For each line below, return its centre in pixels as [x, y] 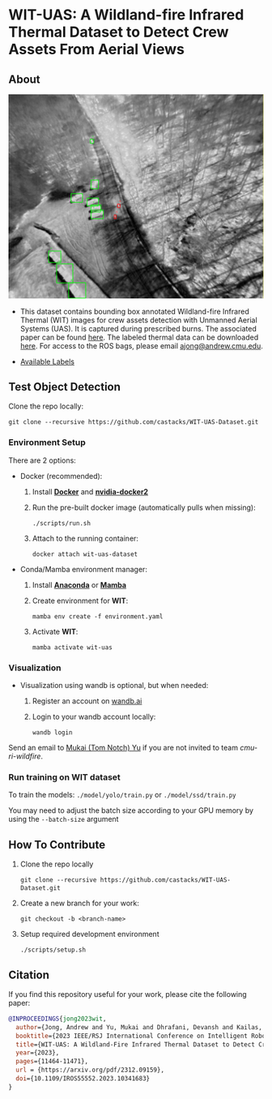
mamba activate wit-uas [72, 647]
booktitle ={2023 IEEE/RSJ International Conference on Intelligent [132, 1036]
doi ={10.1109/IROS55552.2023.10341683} [83, 1079]
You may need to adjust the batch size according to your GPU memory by [131, 810]
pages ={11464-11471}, [52, 1062]
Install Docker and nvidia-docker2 [90, 491]
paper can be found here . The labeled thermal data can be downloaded [139, 337]
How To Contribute [57, 845]
